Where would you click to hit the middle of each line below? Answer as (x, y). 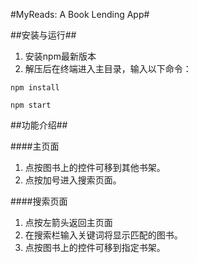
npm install (35, 88)
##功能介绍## (39, 125)
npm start (31, 105)
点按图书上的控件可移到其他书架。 (95, 167)
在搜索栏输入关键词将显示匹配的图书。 (103, 235)
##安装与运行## (43, 35)
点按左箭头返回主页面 (68, 222)
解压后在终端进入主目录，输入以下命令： (108, 68)
